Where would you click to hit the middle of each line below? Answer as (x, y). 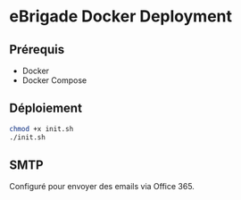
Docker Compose (54, 80)
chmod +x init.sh (42, 129)
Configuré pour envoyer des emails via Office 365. (102, 187)
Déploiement (46, 108)
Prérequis (37, 50)
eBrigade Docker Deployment (120, 17)
